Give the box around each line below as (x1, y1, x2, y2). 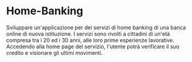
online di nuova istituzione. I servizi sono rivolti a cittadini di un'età (6, 30, 170, 37)
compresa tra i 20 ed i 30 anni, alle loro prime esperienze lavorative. (6, 36, 175, 44)
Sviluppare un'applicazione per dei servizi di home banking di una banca (6, 24, 186, 31)
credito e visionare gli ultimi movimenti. (6, 49, 103, 56)
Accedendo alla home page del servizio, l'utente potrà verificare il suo (6, 43, 180, 50)
